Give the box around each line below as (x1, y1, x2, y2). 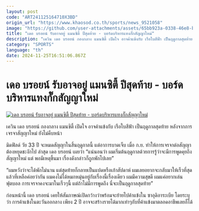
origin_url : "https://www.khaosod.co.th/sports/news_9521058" (6, 20, 163, 25)
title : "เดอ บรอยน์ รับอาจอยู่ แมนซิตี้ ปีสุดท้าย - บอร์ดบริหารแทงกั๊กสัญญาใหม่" (6, 31, 155, 37)
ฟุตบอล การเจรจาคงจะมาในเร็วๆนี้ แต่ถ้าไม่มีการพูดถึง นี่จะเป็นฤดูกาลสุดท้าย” (6, 180, 153, 187)
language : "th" (6, 47, 44, 53)
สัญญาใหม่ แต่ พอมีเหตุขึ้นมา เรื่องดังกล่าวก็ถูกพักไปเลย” (6, 154, 114, 161)
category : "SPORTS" (6, 42, 54, 48)
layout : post (6, 8, 38, 15)
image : (6, 25, 23, 31)
